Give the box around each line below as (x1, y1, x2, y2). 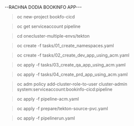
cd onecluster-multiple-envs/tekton (16, 33, 90, 39)
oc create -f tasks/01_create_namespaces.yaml (16, 43, 114, 49)
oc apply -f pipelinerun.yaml (16, 115, 75, 121)
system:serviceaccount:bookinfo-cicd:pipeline (16, 86, 113, 92)
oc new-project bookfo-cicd (16, 14, 75, 19)
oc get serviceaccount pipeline (16, 23, 81, 29)
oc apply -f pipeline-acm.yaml (16, 96, 79, 102)
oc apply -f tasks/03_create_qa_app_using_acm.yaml (16, 62, 126, 67)
